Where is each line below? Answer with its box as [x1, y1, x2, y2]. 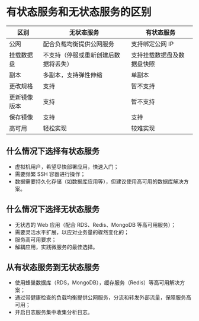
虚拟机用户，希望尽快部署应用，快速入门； [14, 163, 119, 170]
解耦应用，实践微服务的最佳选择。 [14, 243, 98, 251]
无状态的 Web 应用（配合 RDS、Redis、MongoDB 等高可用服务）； [14, 221, 176, 228]
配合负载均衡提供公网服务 [43, 40, 114, 48]
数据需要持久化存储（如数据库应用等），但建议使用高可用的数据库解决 [14, 178, 184, 185]
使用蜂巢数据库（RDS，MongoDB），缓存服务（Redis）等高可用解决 [14, 279, 180, 286]
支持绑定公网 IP [131, 40, 174, 48]
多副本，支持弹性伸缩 [43, 70, 102, 79]
